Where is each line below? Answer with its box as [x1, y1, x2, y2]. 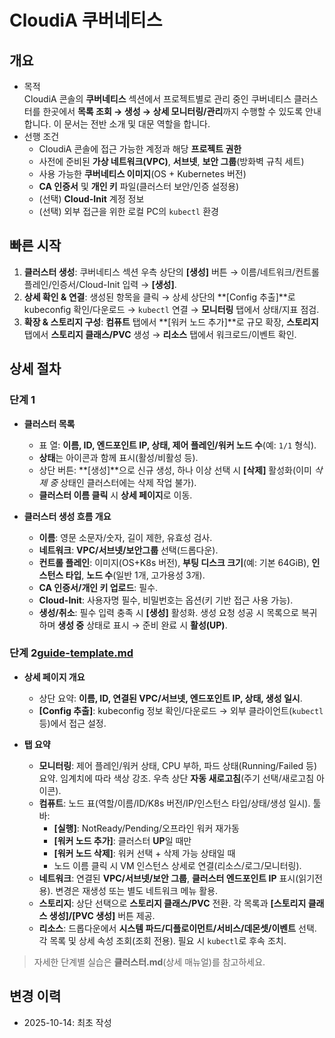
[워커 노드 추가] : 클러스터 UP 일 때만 [53, 834, 192, 846]
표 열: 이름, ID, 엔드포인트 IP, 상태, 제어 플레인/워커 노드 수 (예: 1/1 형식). [38, 439, 317, 451]
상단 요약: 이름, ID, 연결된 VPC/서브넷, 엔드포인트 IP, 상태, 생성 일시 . [38, 692, 303, 704]
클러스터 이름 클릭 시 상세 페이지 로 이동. [38, 489, 193, 501]
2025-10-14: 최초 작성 [23, 1016, 112, 1028]
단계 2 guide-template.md [9, 646, 134, 660]
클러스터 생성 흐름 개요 [23, 510, 112, 522]
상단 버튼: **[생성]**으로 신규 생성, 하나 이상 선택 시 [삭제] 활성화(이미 [38, 464, 312, 476]
